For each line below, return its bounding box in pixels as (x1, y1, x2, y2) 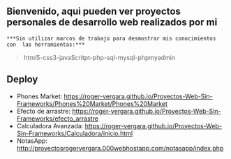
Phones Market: (16, 92, 63, 100)
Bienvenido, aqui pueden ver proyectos (6, 6, 181, 17)
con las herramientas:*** (6, 41, 85, 48)
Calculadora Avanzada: (16, 121, 84, 130)
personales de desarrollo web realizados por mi (6, 17, 218, 29)
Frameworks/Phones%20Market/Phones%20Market (16, 99, 168, 107)
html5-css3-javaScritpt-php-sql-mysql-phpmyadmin (23, 53, 176, 61)
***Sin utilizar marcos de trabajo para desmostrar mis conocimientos (6, 35, 216, 42)
